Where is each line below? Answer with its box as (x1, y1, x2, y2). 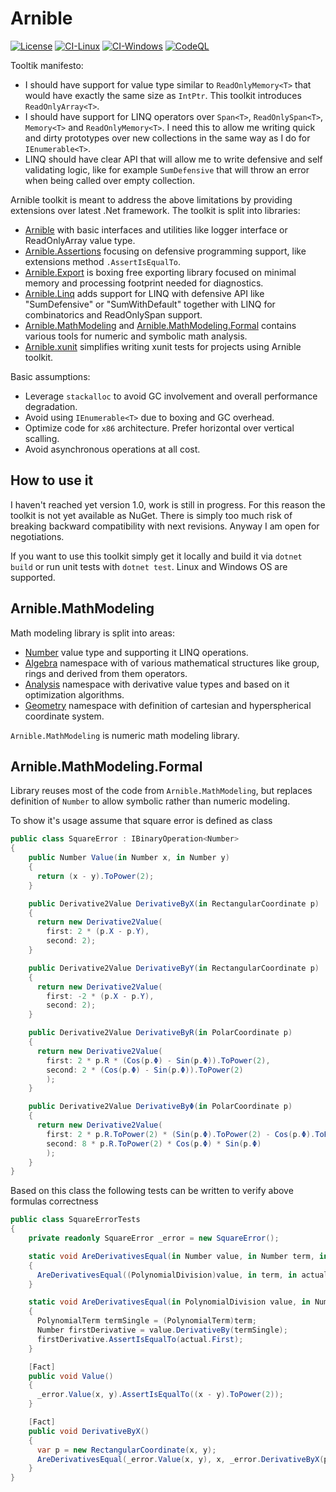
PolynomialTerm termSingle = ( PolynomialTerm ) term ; (36, 1316, 257, 1326)
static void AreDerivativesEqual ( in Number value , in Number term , (28, 1251, 315, 1261)
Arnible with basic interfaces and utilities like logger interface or (24, 223, 288, 236)
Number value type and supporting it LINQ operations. (24, 646, 249, 658)
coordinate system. (24, 710, 105, 722)
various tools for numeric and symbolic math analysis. (24, 330, 248, 342)
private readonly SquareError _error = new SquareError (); (28, 1233, 280, 1243)
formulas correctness (10, 1195, 99, 1207)
